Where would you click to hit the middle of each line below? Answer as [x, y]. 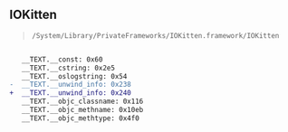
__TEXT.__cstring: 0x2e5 [68, 68]
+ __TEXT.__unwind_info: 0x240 [70, 93]
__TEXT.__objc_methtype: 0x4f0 [81, 118]
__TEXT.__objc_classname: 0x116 [82, 102]
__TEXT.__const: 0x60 [62, 59]
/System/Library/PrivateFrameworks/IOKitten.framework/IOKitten [155, 35]
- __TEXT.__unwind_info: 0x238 [70, 85]
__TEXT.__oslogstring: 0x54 [74, 76]
